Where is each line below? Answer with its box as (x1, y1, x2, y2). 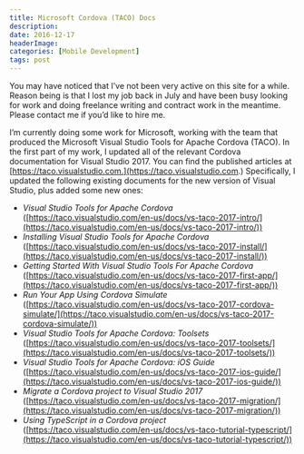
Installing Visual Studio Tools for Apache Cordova (22, 232, 210, 242)
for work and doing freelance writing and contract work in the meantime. (9, 100, 281, 110)
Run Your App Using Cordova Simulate (22, 290, 168, 300)
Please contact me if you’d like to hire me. (9, 110, 166, 120)
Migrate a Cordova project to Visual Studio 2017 (22, 386, 203, 396)
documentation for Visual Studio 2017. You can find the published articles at (9, 156, 292, 166)
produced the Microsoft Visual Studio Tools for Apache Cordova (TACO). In (9, 137, 290, 147)
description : (9, 22, 59, 31)
